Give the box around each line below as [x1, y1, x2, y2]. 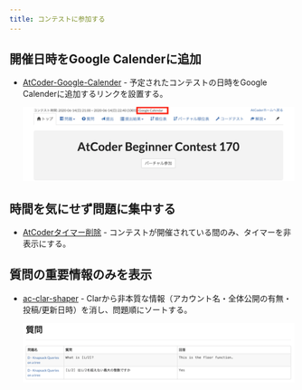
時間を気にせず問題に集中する [9, 201, 176, 216]
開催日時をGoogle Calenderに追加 [9, 52, 202, 67]
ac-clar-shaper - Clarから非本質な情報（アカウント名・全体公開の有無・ [22, 292, 292, 303]
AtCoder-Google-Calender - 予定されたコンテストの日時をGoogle [22, 77, 268, 88]
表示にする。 [22, 238, 71, 249]
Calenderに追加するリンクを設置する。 [22, 89, 168, 100]
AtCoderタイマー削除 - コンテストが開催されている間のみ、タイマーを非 [22, 226, 292, 237]
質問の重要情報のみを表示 [9, 267, 152, 282]
